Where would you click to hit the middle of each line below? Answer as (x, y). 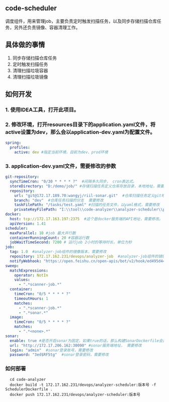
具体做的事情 (25, 45)
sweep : (12, 266)
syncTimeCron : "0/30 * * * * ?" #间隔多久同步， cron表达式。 (73, 182)
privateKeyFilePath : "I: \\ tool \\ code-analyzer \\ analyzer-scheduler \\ (89, 210)
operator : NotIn (31, 275)
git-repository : (22, 177)
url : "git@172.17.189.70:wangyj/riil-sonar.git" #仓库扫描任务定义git (88, 195)
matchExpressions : (29, 271)
